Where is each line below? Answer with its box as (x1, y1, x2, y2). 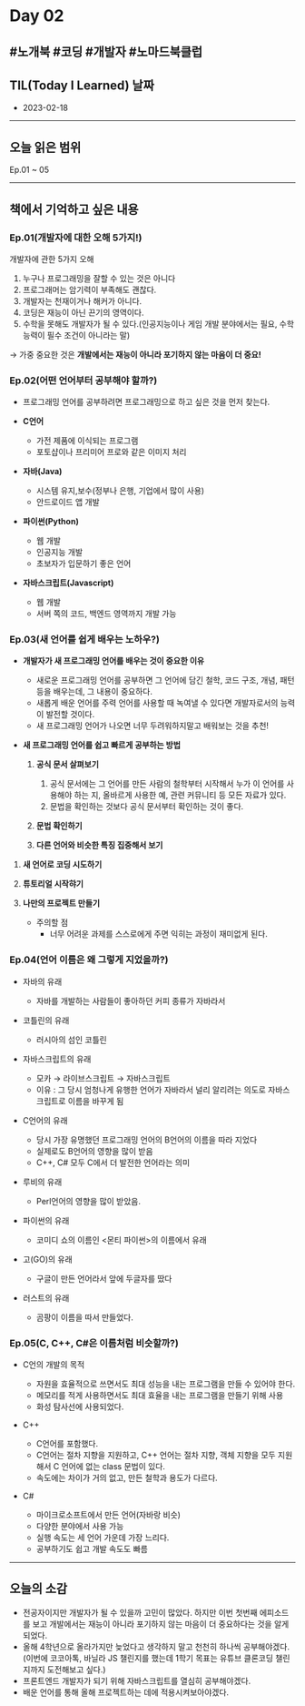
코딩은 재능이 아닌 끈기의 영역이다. (22, 307, 144, 318)
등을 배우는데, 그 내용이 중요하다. (35, 686, 152, 697)
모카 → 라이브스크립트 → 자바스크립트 (35, 1072, 171, 1083)
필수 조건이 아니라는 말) (46, 330, 131, 340)
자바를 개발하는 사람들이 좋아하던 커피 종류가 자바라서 (35, 995, 226, 1006)
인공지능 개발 (35, 547, 84, 558)
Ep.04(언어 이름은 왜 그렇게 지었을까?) (9, 953, 169, 966)
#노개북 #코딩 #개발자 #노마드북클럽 (9, 44, 202, 59)
